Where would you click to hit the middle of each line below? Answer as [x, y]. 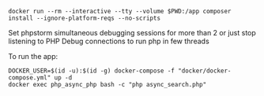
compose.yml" [30, 78]
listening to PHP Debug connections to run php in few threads [109, 41]
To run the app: [33, 56]
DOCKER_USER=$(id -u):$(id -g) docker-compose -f [92, 71]
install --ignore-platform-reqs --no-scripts [84, 18]
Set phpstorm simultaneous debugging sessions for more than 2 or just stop [132, 33]
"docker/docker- [204, 71]
